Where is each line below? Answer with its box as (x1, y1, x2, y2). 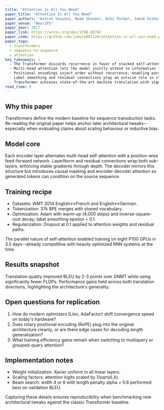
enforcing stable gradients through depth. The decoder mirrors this (19, 163, 155, 169)
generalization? (12, 331, 43, 337)
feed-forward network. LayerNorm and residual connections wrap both (5, 158, 148, 164)
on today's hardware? (12, 316, 56, 322)
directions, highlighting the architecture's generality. (5, 284, 110, 289)
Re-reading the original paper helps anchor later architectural (5, 121, 128, 126)
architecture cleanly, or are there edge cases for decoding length (12, 327, 143, 332)
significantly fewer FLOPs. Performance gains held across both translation (5, 279, 155, 285)
